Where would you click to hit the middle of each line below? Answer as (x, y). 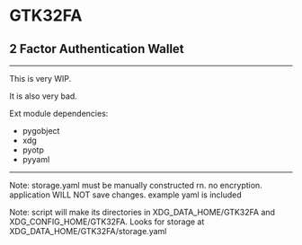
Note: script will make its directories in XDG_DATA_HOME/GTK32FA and (142, 212)
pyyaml (36, 159)
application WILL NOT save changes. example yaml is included (126, 195)
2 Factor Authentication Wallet (97, 49)
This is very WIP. (40, 79)
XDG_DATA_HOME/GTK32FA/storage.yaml (88, 231)
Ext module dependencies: (59, 114)
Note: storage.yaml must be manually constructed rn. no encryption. (136, 185)
